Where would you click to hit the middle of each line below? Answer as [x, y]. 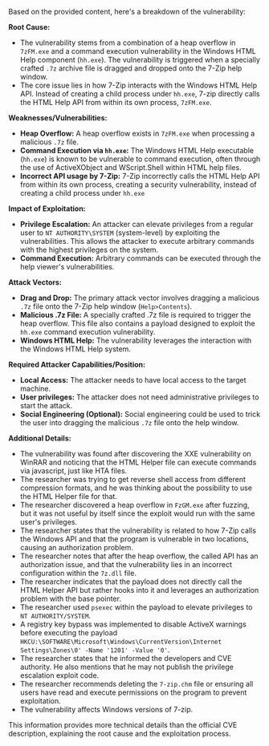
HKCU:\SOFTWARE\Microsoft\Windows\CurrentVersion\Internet [121, 642]
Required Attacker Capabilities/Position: [77, 365]
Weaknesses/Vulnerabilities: [58, 118]
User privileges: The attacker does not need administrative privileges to [139, 397]
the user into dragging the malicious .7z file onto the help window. [129, 423]
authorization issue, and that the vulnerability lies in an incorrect [126, 564]
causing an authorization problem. [77, 547]
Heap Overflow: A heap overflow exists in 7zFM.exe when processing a [137, 133]
